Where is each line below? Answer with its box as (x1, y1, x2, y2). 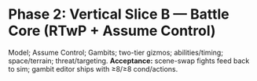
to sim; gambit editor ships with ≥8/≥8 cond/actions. (8, 64, 178, 73)
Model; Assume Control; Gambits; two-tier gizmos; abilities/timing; (8, 48, 224, 57)
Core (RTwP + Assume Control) (8, 22, 216, 40)
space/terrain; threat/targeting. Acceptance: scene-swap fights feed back (8, 56, 250, 65)
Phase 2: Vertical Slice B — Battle (8, 5, 229, 23)
